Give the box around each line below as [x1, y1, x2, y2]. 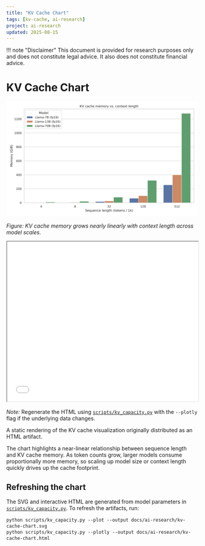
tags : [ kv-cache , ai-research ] [6, 16, 86, 23]
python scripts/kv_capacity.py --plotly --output [6, 530, 135, 536]
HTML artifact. [6, 433, 42, 441]
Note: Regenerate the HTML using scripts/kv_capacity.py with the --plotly [6, 408, 198, 416]
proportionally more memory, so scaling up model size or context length [6, 458, 187, 465]
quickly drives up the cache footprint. [6, 464, 100, 472]
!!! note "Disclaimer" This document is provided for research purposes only [6, 46, 194, 54]
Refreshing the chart [6, 481, 86, 492]
